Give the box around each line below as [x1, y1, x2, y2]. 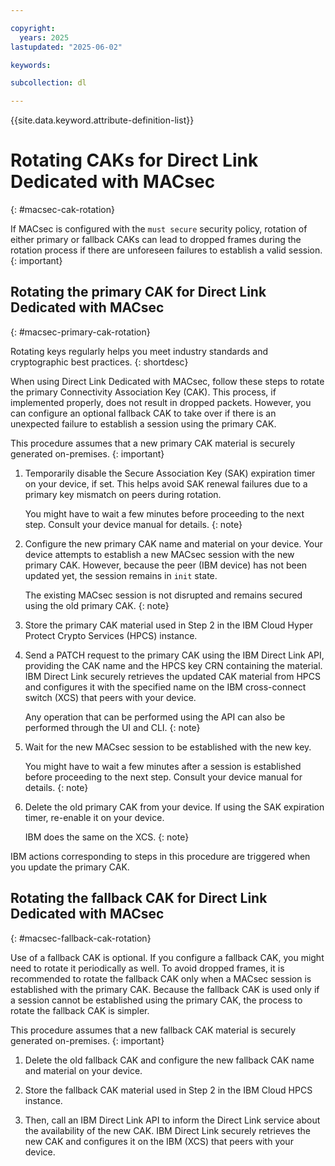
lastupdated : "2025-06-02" [10, 42, 123, 52]
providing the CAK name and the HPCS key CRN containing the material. [24, 659, 323, 671]
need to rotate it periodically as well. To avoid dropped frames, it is [10, 962, 285, 974]
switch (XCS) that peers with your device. [24, 691, 197, 703]
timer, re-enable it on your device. [24, 811, 165, 823]
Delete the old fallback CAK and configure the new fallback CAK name [24, 1054, 315, 1066]
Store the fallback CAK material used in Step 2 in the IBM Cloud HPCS [24, 1084, 313, 1096]
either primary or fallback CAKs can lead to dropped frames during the [10, 234, 302, 246]
